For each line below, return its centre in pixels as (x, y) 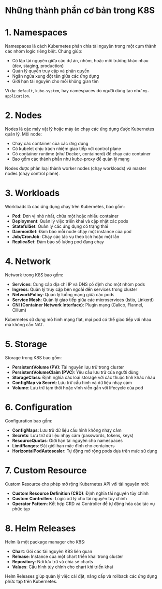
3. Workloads (32, 193)
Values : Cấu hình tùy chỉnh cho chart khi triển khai (62, 567)
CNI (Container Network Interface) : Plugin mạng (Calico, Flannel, (78, 305)
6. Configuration (39, 407)
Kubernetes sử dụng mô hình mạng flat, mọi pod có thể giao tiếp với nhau (78, 319)
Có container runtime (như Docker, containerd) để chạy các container (81, 154)
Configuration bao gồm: (29, 421)
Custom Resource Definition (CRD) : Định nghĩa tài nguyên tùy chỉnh (80, 493)
